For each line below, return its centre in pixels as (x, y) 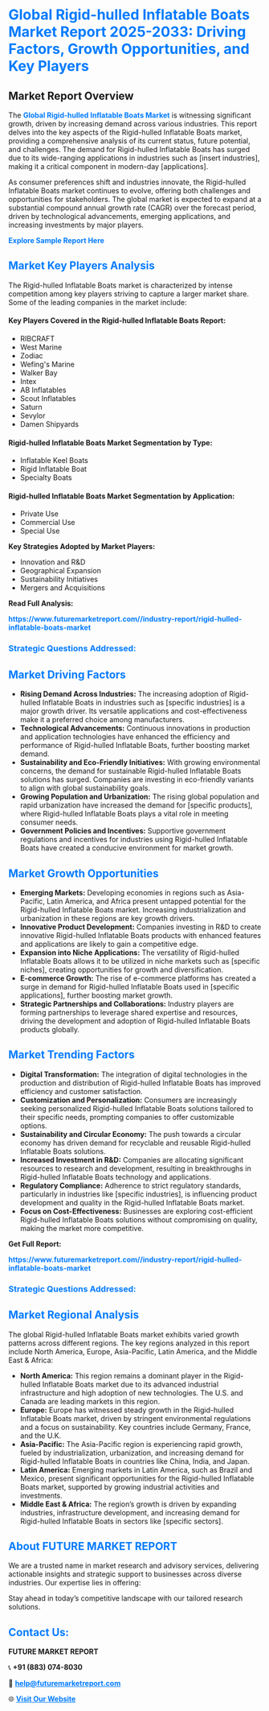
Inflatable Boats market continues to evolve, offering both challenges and (129, 190)
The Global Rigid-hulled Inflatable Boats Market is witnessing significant (130, 115)
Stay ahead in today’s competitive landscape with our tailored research (126, 1598)
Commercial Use (47, 523)
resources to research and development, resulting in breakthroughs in (135, 1168)
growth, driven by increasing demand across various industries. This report (133, 124)
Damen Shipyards (49, 424)
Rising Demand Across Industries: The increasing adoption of (123, 694)
